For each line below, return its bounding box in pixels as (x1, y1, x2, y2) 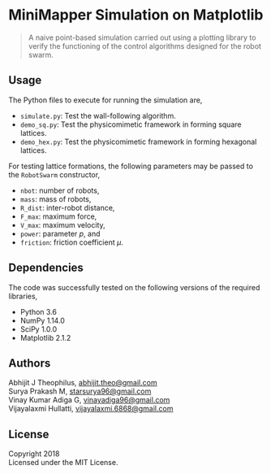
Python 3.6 (19, 307, 57, 316)
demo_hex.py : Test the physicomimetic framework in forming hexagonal (19, 137, 257, 146)
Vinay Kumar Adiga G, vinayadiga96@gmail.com (8, 395, 170, 405)
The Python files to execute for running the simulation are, (8, 95, 203, 105)
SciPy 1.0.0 (19, 324, 58, 334)
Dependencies (8, 261, 84, 275)
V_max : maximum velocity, (19, 220, 105, 229)
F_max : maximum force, (19, 211, 97, 221)
